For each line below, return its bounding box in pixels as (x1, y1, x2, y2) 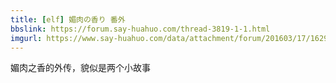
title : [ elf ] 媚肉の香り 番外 (10, 14, 126, 25)
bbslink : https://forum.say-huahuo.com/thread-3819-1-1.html (10, 24, 271, 34)
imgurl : (10, 33, 43, 43)
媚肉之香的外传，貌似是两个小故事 (10, 62, 151, 74)
